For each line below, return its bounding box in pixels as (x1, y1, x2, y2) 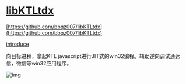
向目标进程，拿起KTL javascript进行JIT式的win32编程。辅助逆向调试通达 (6, 52, 181, 59)
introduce (6, 41, 29, 48)
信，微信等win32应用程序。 (6, 60, 72, 67)
